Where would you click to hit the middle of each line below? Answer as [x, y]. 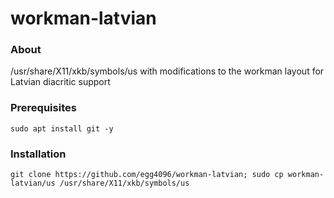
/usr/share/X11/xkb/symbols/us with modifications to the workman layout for [167, 71]
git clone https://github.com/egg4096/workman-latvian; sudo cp [147, 175]
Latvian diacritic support [60, 82]
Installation [38, 154]
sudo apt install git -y [62, 128]
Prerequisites [43, 108]
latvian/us [33, 183]
